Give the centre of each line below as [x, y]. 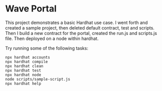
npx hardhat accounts [28, 57]
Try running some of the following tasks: [47, 48]
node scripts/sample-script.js [38, 79]
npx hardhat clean [24, 66]
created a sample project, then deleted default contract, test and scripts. [80, 27]
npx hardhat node [23, 75]
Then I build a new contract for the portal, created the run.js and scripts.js [81, 33]
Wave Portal [31, 9]
